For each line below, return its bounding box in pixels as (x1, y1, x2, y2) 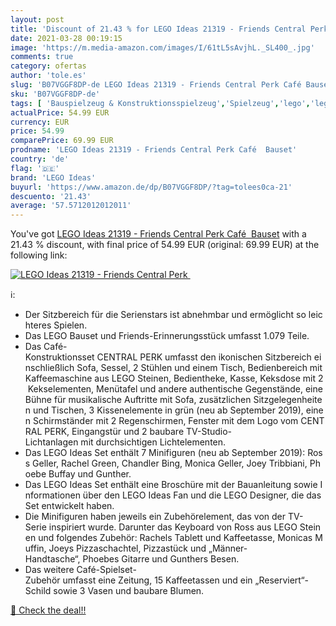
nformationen (24, 489, 81, 501)
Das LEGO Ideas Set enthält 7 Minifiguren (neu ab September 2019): (24, 447, 306, 459)
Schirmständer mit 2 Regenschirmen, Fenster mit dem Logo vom (33, 415, 299, 427)
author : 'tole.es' (10, 71, 87, 81)
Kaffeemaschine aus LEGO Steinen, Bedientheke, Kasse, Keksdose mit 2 (24, 372, 324, 385)
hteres (24, 319, 52, 331)
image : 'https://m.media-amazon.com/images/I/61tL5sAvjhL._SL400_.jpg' (10, 42, 315, 53)
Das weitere (24, 564, 75, 576)
